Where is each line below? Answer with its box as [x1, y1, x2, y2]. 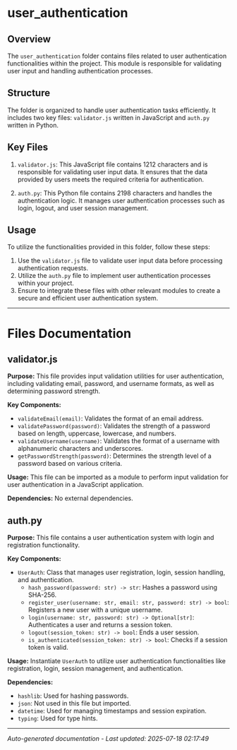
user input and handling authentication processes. [7, 67, 153, 75]
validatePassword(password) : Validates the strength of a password [17, 422, 210, 430]
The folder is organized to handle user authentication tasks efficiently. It [7, 106, 217, 114]
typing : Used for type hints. [17, 714, 98, 722]
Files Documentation [7, 325, 132, 341]
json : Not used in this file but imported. [17, 699, 132, 708]
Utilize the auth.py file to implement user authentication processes [17, 272, 211, 280]
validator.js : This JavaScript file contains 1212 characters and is [17, 160, 208, 169]
